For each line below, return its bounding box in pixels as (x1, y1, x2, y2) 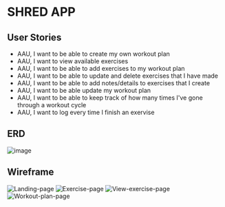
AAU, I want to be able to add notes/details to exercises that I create (17, 79, 211, 87)
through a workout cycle (17, 101, 87, 109)
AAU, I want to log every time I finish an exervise (17, 108, 155, 116)
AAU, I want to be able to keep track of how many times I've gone (17, 94, 203, 102)
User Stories (7, 32, 62, 43)
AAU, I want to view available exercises (17, 57, 129, 65)
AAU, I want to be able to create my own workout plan (17, 50, 171, 58)
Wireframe (7, 166, 54, 178)
